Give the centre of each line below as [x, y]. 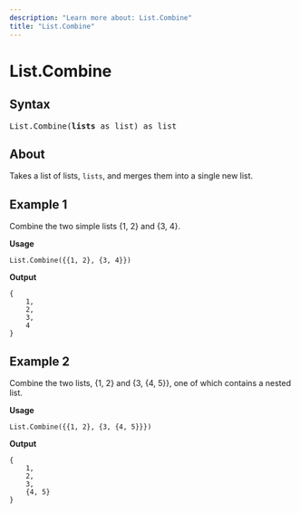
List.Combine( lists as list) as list [93, 126]
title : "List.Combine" [52, 26]
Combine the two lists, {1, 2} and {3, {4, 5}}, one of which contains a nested [150, 382]
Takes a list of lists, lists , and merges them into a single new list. [131, 176]
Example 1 [39, 204]
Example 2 [39, 361]
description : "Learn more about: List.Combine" [101, 18]
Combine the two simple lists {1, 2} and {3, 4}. [95, 227]
